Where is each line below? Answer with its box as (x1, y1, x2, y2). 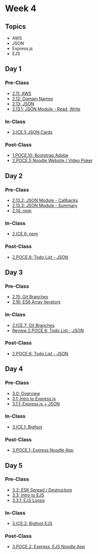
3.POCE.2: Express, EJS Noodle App (12, 544, 85, 550)
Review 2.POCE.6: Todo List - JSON (12, 327, 84, 333)
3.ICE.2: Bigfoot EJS (12, 520, 52, 526)
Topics (5, 22, 26, 31)
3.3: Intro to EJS (12, 492, 45, 498)
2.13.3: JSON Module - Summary (12, 203, 78, 208)
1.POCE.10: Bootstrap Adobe (12, 152, 69, 158)
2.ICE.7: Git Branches (12, 322, 55, 328)
